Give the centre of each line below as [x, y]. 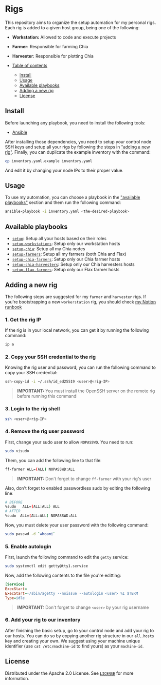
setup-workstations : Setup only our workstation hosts [66, 244]
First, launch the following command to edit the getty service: [67, 557]
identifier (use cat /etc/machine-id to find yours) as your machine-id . [74, 646]
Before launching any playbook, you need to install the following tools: [75, 122]
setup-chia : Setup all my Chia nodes [48, 249]
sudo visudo [17, 451]
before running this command [47, 396]
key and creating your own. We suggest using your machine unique [72, 641]
